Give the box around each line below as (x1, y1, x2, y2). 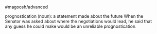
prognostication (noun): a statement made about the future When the (5, 13, 143, 19)
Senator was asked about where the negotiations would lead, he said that (5, 19, 152, 24)
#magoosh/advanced (5, 4, 48, 10)
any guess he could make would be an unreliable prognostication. (5, 23, 137, 29)
